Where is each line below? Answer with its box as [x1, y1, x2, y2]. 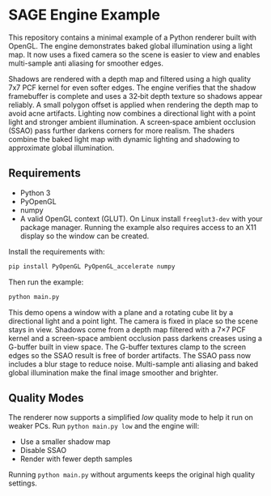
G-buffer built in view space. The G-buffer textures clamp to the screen [8, 342, 247, 352]
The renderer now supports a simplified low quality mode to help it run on [8, 413, 253, 422]
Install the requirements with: [8, 246, 105, 256]
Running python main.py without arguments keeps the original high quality [8, 470, 256, 480]
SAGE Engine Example [8, 6, 160, 24]
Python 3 [19, 188, 51, 198]
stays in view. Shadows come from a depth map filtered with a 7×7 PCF [8, 324, 247, 334]
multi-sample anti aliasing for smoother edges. [8, 58, 164, 68]
